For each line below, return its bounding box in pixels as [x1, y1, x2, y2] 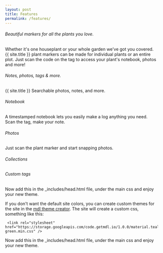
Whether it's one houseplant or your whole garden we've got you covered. [5, 46, 154, 52]
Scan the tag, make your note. [5, 119, 65, 125]
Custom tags [5, 171, 31, 177]
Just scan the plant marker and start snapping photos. [5, 145, 114, 151]
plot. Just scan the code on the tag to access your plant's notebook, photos [5, 56, 157, 62]
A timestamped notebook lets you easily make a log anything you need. [5, 113, 148, 119]
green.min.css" [5, 229, 36, 234]
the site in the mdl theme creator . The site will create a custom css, [5, 206, 139, 211]
